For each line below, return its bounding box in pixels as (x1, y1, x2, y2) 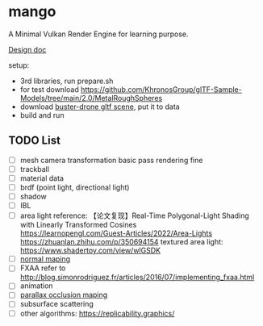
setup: (8, 60, 30, 70)
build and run (19, 110, 65, 119)
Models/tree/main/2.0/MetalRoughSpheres (19, 93, 163, 102)
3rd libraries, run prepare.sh (19, 76, 114, 86)
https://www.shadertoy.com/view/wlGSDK (19, 245, 161, 256)
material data (19, 173, 65, 183)
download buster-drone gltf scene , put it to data (19, 102, 180, 111)
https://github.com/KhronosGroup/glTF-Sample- (80, 84, 242, 94)
